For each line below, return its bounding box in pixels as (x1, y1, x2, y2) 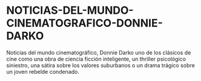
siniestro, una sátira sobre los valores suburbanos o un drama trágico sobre (6, 61, 195, 69)
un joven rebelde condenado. (6, 68, 80, 75)
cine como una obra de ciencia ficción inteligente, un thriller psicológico (6, 55, 186, 62)
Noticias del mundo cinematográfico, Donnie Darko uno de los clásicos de (6, 49, 191, 56)
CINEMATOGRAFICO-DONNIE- (6, 16, 163, 30)
